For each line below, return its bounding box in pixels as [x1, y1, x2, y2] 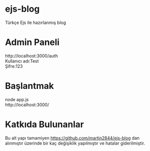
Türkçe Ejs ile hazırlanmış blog [5, 20, 66, 25]
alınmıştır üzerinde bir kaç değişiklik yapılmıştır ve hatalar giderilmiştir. [5, 140, 145, 146]
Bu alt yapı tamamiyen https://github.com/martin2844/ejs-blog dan [5, 135, 140, 141]
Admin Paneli [5, 37, 60, 48]
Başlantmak [5, 81, 55, 91]
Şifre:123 [5, 63, 23, 69]
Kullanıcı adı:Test [5, 58, 39, 64]
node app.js [5, 96, 29, 102]
